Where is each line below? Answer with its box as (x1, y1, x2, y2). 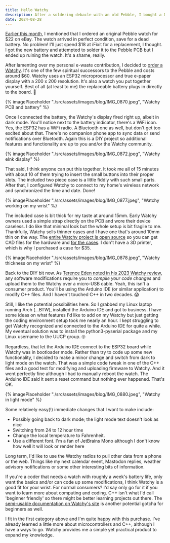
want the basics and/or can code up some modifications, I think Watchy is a (5, 479, 163, 485)
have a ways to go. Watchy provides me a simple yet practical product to (5, 527, 157, 533)
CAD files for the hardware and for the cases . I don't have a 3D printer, (5, 239, 152, 246)
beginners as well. (5, 506, 44, 512)
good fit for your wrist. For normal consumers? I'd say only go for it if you (5, 485, 158, 491)
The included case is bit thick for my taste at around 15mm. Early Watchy (5, 212, 157, 219)
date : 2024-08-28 (5, 17, 42, 22)
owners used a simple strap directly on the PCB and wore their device (5, 218, 151, 224)
